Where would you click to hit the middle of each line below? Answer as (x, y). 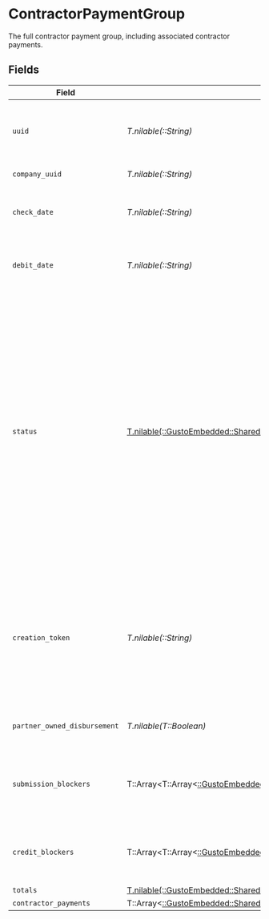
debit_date (33, 265)
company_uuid (37, 174)
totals (25, 890)
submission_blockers (51, 784)
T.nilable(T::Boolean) (167, 726)
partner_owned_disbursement (66, 726)
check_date (33, 212)
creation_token (41, 637)
